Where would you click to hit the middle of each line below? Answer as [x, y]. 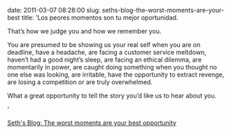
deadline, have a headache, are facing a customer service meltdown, [107, 52]
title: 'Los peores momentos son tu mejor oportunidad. [100, 18]
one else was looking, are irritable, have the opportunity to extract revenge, [116, 74]
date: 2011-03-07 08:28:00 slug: [54, 10]
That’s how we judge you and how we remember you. [84, 31]
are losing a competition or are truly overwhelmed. [80, 82]
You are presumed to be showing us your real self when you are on [104, 45]
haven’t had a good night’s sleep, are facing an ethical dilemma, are [104, 60]
